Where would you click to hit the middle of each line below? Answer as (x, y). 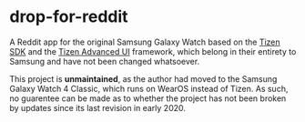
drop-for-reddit (69, 17)
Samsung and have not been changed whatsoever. (105, 61)
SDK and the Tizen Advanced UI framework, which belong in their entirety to (153, 51)
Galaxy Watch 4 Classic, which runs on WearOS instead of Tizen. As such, (149, 88)
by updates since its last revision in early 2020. (98, 107)
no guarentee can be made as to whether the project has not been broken (148, 98)
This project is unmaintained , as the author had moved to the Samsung (143, 78)
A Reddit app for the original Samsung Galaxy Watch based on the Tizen (145, 42)
